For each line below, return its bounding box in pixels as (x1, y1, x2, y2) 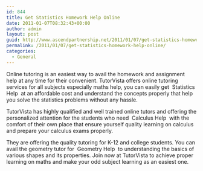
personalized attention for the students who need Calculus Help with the (6, 114, 190, 121)
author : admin (6, 25, 42, 32)
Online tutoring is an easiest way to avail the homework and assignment (6, 70, 185, 77)
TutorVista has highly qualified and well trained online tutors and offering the (6, 108, 197, 115)
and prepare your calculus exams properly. (6, 127, 114, 134)
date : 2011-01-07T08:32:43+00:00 (6, 20, 91, 26)
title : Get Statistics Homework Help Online (6, 15, 120, 21)
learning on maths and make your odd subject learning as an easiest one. (6, 158, 189, 165)
